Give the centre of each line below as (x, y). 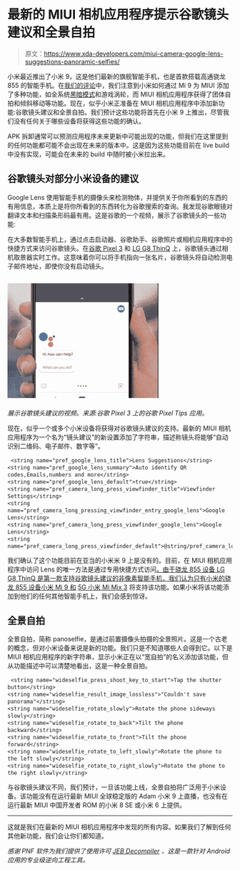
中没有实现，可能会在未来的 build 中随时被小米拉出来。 (89, 154)
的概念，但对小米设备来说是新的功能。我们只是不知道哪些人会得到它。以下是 (120, 648)
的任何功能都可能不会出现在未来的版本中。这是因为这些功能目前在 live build (119, 145)
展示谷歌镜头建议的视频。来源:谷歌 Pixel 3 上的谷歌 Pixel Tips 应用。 (108, 413)
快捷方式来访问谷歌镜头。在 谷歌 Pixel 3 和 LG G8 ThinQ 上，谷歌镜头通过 (115, 248)
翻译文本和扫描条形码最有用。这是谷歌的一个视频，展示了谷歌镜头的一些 (114, 215)
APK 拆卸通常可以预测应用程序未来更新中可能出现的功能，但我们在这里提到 (118, 136)
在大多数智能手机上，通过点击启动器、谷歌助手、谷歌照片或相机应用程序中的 (120, 239)
